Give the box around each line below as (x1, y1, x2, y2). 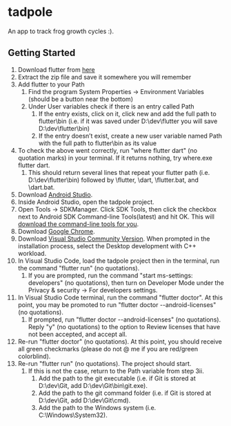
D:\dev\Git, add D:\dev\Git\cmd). (38, 396, 131, 405)
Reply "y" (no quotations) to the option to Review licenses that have (28, 322, 221, 331)
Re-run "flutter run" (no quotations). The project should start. (17, 359, 192, 367)
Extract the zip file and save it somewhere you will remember (17, 73, 192, 81)
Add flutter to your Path (17, 80, 85, 89)
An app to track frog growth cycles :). (8, 27, 114, 35)
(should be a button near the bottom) (28, 95, 134, 103)
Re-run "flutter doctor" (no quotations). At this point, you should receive (17, 337, 223, 346)
